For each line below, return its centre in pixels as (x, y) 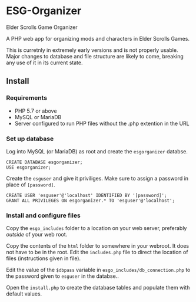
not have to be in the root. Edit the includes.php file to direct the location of (97, 252)
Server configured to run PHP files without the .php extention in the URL (102, 123)
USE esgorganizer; (29, 167)
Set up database (30, 139)
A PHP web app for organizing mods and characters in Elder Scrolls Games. (98, 38)
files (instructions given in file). (44, 258)
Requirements (27, 98)
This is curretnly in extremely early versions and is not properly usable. (92, 50)
